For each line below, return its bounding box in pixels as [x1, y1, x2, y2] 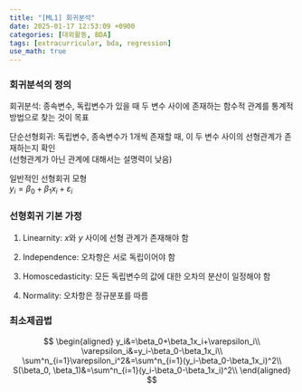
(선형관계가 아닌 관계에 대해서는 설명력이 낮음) [9, 154, 173, 165]
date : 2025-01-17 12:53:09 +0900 [9, 22, 136, 31]
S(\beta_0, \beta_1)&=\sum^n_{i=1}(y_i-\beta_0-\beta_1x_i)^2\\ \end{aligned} [13, 364, 291, 376]
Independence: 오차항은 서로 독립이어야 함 [22, 251, 176, 263]
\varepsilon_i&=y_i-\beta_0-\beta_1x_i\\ [80, 345, 223, 356]
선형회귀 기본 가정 [9, 210, 83, 223]
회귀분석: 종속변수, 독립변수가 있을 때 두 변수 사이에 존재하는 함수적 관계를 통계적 [9, 100, 294, 111]
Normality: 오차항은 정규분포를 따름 [22, 290, 149, 301]
